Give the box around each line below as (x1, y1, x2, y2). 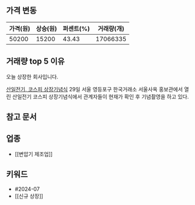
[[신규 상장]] (14, 192, 43, 199)
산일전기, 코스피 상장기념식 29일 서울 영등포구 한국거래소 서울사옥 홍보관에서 (6, 85, 183, 92)
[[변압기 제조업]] (14, 150, 53, 157)
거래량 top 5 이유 (6, 57, 65, 67)
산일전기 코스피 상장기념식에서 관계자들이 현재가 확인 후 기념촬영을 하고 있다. (12, 93, 189, 100)
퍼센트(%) (63, 24, 90, 32)
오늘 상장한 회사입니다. (6, 73, 58, 80)
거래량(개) (97, 24, 125, 32)
